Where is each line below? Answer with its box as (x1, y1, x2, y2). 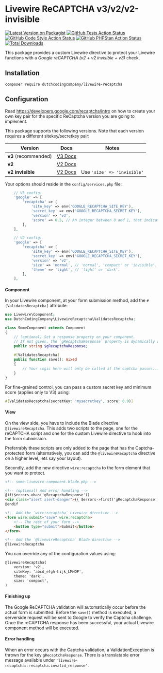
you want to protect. (5, 470, 46, 476)
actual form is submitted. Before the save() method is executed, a (5, 609, 137, 615)
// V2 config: (14, 235, 42, 241)
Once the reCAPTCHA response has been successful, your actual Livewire (5, 619, 154, 625)
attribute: (49, 303, 68, 309)
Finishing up (5, 593, 31, 599)
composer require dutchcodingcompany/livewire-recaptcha (5, 82, 123, 87)
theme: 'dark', (14, 574, 45, 579)
